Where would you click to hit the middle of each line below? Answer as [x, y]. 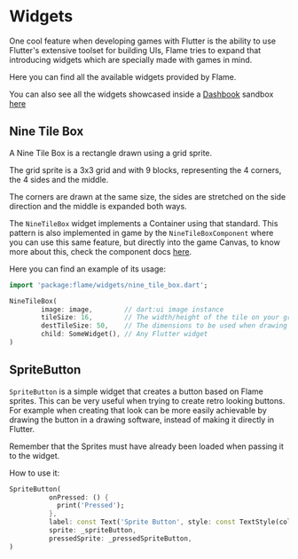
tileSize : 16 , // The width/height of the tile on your [160, 318]
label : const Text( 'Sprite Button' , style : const [142, 522]
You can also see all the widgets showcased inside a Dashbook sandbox [141, 94]
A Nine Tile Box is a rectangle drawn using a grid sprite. [111, 153]
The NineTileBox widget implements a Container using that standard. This [144, 223]
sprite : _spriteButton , [93, 531]
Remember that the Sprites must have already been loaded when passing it [146, 446]
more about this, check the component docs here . [101, 251]
